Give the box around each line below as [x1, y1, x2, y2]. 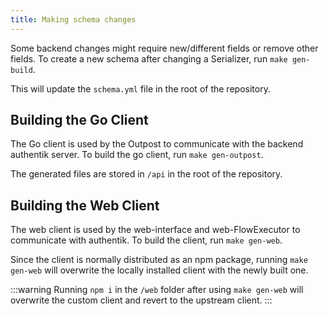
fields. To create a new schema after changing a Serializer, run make [10, 52, 288, 65]
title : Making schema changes [10, 14, 137, 25]
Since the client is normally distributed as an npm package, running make [10, 254, 308, 266]
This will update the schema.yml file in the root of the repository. [10, 82, 271, 95]
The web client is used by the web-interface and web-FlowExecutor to [10, 224, 301, 236]
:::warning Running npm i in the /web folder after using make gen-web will [10, 284, 304, 296]
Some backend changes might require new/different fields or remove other [10, 42, 319, 54]
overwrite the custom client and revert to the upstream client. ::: [10, 294, 273, 306]
